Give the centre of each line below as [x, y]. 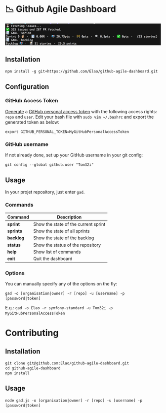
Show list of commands [57, 252]
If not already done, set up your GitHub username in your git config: [74, 155]
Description [69, 217]
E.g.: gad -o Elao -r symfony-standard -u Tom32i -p [59, 308]
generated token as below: [32, 122]
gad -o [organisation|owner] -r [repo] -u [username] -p [65, 294]
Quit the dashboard [53, 259]
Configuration [27, 87]
